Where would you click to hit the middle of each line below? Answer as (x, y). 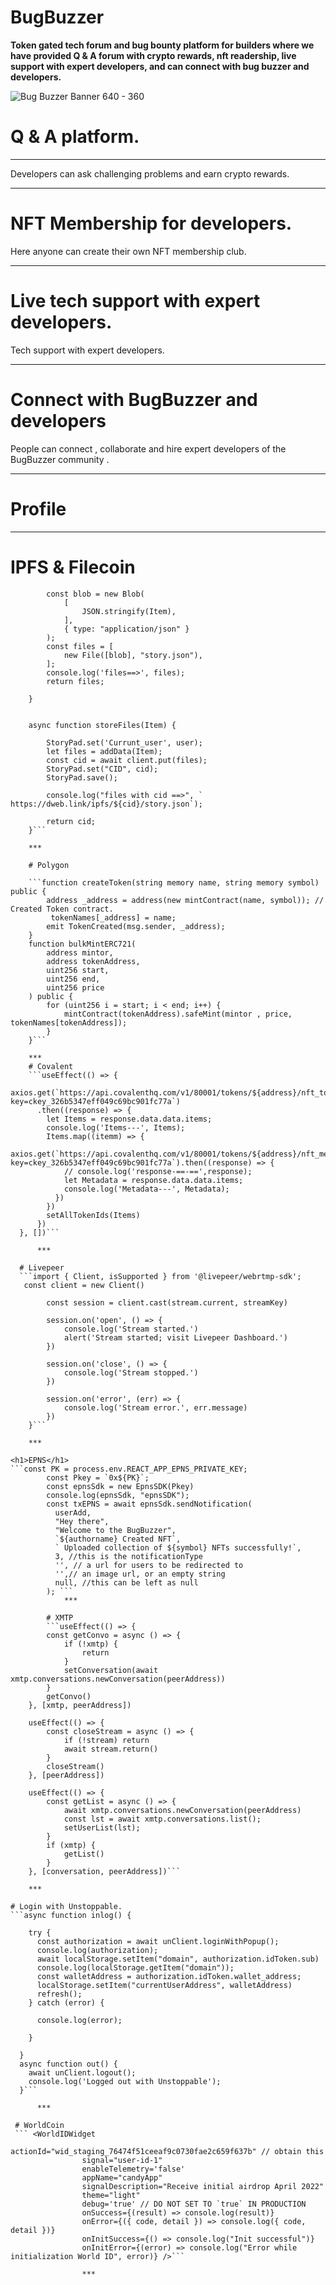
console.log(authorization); (97, 1950)
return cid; (71, 821)
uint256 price (75, 987)
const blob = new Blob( (95, 594)
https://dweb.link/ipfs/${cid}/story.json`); (106, 804)
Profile (38, 508)
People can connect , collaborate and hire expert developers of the (148, 448)
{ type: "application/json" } (126, 629)
